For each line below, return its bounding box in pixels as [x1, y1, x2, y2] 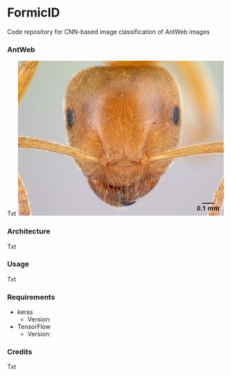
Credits [7, 347, 32, 357]
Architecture [7, 227, 51, 236]
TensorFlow [16, 322, 51, 331]
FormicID [7, 5, 60, 21]
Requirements [7, 292, 56, 302]
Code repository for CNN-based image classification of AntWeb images [7, 28, 210, 36]
